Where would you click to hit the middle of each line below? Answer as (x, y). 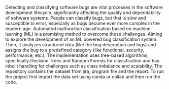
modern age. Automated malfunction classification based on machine (78, 29)
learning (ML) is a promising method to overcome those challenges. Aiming (84, 34)
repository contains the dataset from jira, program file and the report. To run (84, 71)
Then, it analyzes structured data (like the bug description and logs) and (81, 44)
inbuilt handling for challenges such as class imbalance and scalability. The (84, 66)
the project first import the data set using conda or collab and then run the (83, 77)
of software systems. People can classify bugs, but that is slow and (76, 18)
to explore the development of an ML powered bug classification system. (81, 39)
